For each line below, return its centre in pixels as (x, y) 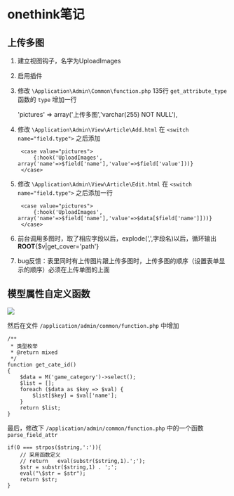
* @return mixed (34, 352)
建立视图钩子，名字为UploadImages (69, 61)
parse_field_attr (33, 435)
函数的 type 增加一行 (47, 100)
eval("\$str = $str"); (53, 473)
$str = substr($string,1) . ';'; (69, 467)
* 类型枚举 (24, 346)
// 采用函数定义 (40, 454)
